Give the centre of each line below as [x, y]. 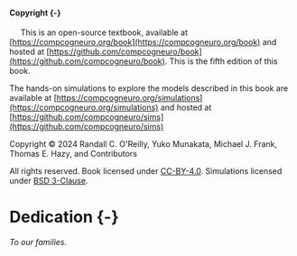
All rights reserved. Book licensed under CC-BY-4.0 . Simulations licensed [146, 171]
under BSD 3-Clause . [49, 181]
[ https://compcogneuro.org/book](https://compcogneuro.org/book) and [143, 42]
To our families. [38, 242]
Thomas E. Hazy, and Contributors [74, 154]
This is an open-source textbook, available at [104, 32]
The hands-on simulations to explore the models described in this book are [149, 88]
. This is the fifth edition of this [221, 61]
